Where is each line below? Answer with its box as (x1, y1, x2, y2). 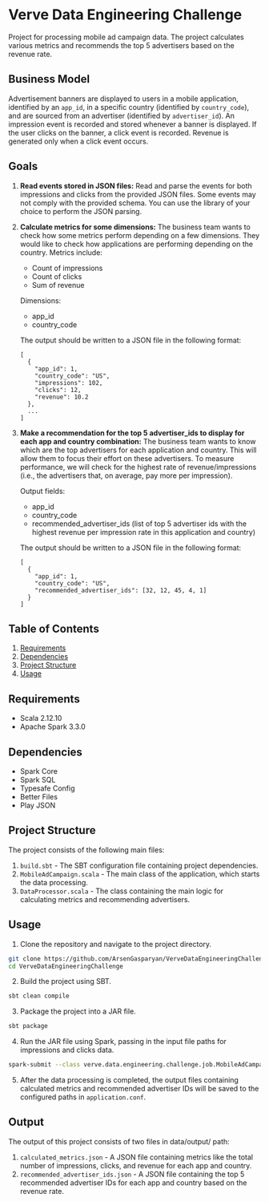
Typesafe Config (19, 783, 75, 793)
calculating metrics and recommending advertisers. (19, 894, 191, 904)
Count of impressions (31, 263, 103, 273)
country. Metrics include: (19, 247, 102, 257)
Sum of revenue (31, 280, 85, 289)
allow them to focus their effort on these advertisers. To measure (19, 453, 235, 463)
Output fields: (19, 486, 66, 496)
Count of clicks (31, 271, 82, 281)
